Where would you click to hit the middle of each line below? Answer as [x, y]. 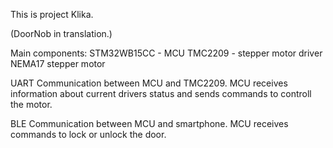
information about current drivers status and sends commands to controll [161, 93]
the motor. [31, 104]
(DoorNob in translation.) [61, 33]
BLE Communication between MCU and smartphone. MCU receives [149, 123]
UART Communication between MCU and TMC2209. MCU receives [149, 83]
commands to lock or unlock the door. [88, 134]
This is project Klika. [52, 14]
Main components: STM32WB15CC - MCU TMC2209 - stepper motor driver [166, 53]
